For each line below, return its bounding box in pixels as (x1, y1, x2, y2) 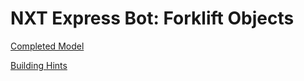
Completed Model (10, 40, 85, 52)
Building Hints (10, 59, 68, 71)
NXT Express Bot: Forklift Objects (10, 7, 295, 30)
